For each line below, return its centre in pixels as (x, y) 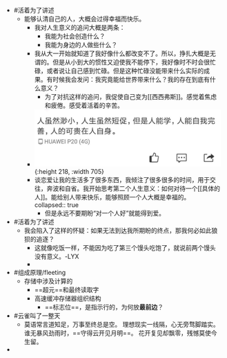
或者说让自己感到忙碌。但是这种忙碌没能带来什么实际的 (125, 71)
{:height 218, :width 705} (69, 172)
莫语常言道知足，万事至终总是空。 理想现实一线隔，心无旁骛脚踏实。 (121, 325)
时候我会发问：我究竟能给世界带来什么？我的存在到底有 (131, 79)
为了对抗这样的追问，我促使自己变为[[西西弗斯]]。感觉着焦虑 (131, 97)
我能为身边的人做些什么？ (81, 45)
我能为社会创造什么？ (75, 36)
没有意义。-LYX (57, 257)
